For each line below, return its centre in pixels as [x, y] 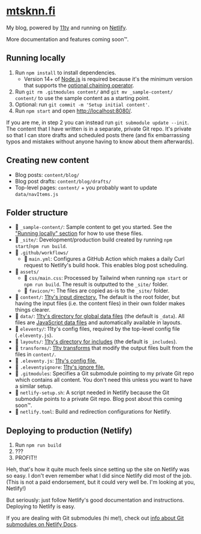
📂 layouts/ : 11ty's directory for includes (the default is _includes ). [96, 342]
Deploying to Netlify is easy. [41, 506]
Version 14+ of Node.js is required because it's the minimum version [108, 79]
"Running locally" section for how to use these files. [79, 233]
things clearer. [33, 310]
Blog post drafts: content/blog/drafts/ [63, 181]
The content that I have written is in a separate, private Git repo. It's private [99, 129]
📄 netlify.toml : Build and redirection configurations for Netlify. [93, 412]
